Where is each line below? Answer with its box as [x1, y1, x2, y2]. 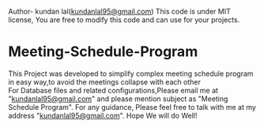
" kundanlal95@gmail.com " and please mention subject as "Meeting [8, 94, 228, 104]
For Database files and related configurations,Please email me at [8, 85, 219, 95]
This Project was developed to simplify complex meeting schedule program [8, 69, 255, 78]
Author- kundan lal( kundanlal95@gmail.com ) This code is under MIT [8, 7, 231, 16]
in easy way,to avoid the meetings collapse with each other [8, 77, 202, 86]
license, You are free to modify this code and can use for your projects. [8, 15, 240, 24]
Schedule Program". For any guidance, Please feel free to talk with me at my [8, 102, 257, 111]
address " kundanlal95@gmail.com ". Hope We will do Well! [8, 111, 198, 120]
